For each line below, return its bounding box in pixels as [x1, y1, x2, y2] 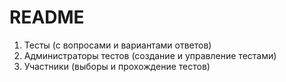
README [9, 6, 85, 29]
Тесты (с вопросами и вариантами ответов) [23, 39, 212, 51]
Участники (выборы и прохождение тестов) [23, 60, 211, 72]
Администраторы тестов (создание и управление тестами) [23, 49, 277, 61]
